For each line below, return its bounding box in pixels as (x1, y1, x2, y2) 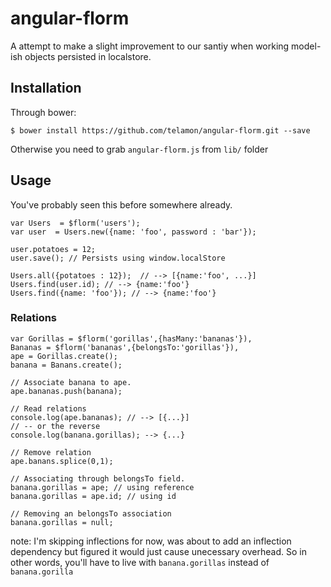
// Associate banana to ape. (10, 377, 132, 387)
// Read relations (10, 403, 87, 414)
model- (291, 40, 322, 52)
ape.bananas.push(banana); (10, 386, 123, 396)
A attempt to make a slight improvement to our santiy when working (10, 40, 290, 52)
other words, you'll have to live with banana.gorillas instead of (10, 556, 270, 568)
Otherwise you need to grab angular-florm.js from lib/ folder (10, 143, 269, 155)
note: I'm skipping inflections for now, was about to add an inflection (10, 535, 292, 547)
